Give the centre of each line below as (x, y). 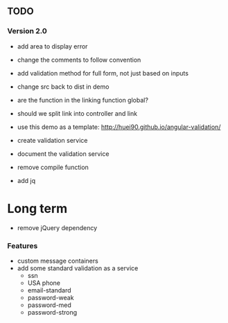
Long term (37, 208)
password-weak (51, 297)
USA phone (44, 283)
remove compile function (53, 167)
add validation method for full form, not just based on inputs (103, 73)
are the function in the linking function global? (83, 100)
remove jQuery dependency (57, 227)
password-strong (52, 312)
